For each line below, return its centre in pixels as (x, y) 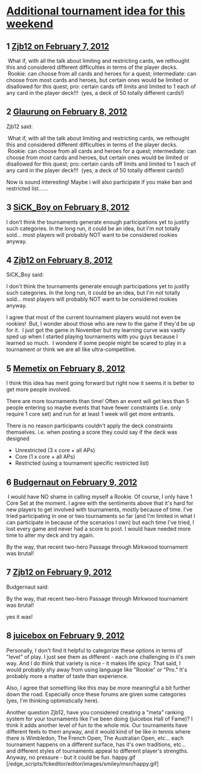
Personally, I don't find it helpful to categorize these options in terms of (94, 650)
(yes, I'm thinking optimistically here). (53, 700)
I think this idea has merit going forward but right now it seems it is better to (100, 383)
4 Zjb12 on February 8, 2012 (59, 260)
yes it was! (20, 616)
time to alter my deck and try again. (50, 535)
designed (18, 439)
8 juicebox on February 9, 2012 (65, 636)
